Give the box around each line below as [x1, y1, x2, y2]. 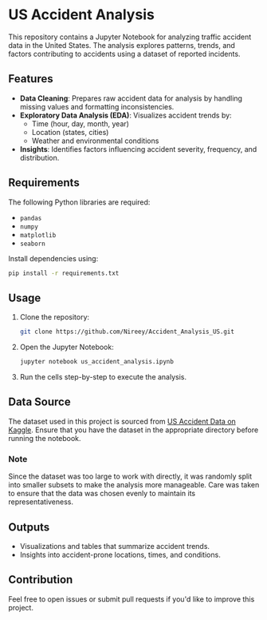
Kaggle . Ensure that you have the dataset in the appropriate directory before [8, 425, 259, 435]
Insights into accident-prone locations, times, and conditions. [19, 550, 221, 559]
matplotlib [19, 231, 57, 239]
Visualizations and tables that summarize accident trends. [19, 541, 210, 550]
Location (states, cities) [31, 127, 109, 137]
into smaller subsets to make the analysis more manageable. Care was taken [8, 480, 260, 490]
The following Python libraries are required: [8, 197, 151, 207]
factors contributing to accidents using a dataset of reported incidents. [8, 49, 241, 58]
